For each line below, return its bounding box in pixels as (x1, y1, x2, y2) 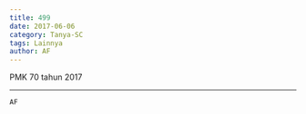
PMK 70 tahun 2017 (9, 71, 83, 82)
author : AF (9, 47, 51, 56)
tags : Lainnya (9, 38, 64, 48)
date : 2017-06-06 (9, 22, 76, 31)
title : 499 (9, 13, 51, 23)
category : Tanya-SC (9, 30, 84, 39)
